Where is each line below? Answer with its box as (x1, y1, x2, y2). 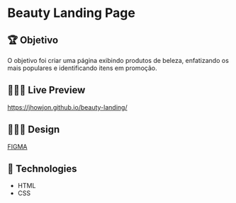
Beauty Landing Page (7, 5, 136, 21)
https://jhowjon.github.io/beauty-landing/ (7, 103, 128, 111)
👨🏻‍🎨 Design (7, 124, 60, 136)
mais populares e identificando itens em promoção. (7, 64, 157, 72)
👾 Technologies (7, 163, 77, 175)
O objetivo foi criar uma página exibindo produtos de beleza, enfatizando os (7, 57, 229, 64)
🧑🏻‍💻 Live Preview (7, 84, 86, 96)
